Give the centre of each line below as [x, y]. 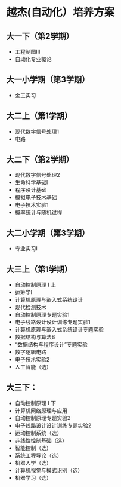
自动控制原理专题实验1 [42, 315]
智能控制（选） [33, 448]
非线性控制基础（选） [41, 440]
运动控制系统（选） [38, 433]
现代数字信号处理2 [38, 175]
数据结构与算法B [35, 337]
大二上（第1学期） [39, 116]
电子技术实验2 [32, 360]
